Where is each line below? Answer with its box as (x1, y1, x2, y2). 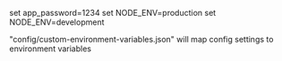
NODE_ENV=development (9, 17, 105, 27)
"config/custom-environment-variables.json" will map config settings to (9, 34, 274, 44)
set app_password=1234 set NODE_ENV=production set (9, 8, 217, 18)
